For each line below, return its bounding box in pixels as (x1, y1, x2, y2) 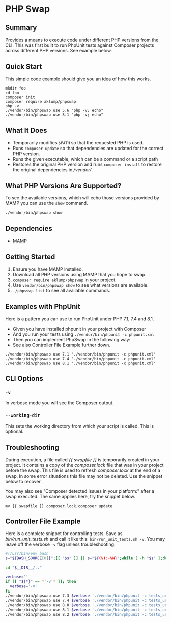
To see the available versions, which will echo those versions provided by (5, 195, 159, 201)
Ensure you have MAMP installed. (12, 265, 83, 272)
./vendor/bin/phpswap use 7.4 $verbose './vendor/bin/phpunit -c (5, 598, 147, 603)
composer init (5, 95, 36, 100)
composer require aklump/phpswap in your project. (12, 277, 117, 283)
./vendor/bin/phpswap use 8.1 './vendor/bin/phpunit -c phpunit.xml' (5, 361, 156, 366)
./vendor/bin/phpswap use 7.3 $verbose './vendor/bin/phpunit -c (5, 593, 147, 598)
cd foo (5, 90, 19, 95)
